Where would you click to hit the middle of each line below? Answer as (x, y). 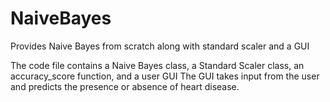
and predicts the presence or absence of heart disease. (125, 86)
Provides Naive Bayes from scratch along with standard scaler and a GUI (160, 46)
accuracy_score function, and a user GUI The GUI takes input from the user (165, 76)
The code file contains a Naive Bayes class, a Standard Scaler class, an (157, 65)
